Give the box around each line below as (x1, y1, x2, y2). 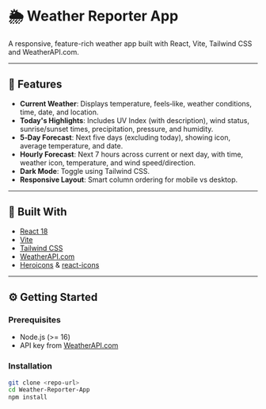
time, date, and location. (19, 107, 99, 117)
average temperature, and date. (19, 141, 123, 150)
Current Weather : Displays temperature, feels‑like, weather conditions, (19, 98, 252, 108)
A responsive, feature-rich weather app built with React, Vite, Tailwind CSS (8, 38, 253, 48)
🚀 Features (8, 78, 63, 91)
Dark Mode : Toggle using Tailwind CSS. (19, 166, 150, 176)
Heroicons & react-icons (19, 260, 100, 269)
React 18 (19, 226, 48, 236)
